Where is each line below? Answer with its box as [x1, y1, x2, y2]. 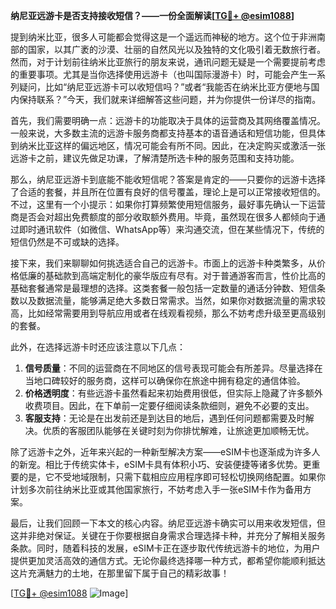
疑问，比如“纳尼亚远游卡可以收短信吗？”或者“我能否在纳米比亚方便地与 [18, 81, 312, 93]
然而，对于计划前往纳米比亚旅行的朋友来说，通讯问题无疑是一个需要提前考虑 [10, 56, 326, 68]
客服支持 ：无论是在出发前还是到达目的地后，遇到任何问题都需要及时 [24, 412, 306, 424]
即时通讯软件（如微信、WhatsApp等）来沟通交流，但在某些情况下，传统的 [18, 224, 325, 235]
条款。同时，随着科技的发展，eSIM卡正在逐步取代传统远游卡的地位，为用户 [10, 542, 321, 554]
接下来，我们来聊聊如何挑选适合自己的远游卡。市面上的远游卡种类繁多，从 [10, 257, 317, 269]
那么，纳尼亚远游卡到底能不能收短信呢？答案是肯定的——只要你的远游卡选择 [10, 174, 326, 185]
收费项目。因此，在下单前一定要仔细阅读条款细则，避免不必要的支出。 [24, 400, 315, 411]
